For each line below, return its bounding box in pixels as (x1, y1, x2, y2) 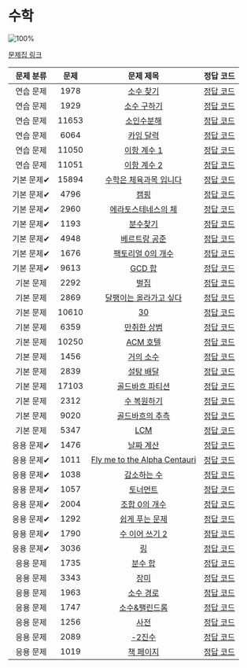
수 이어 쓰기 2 (119, 528, 168, 539)
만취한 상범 (124, 322, 164, 333)
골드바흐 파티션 (116, 381, 171, 392)
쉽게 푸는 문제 (119, 513, 168, 524)
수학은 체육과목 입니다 (105, 174, 182, 185)
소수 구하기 (124, 100, 164, 111)
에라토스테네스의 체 (109, 204, 178, 215)
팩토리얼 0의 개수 (113, 248, 175, 259)
